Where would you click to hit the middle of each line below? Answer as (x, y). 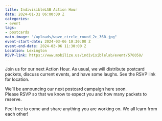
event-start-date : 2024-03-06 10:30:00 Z (48, 42)
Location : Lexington (26, 50)
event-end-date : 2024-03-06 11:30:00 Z (46, 46)
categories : (17, 19)
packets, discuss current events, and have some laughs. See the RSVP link (80, 74)
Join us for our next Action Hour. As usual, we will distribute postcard (75, 69)
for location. (17, 79)
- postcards (17, 32)
